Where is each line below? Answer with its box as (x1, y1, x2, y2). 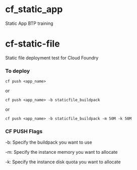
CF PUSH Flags (5, 128, 43, 135)
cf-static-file (5, 38, 60, 50)
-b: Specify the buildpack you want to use (5, 139, 92, 145)
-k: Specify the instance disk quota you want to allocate (5, 159, 121, 165)
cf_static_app (5, 4, 63, 15)
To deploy (5, 67, 30, 74)
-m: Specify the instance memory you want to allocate (5, 149, 118, 155)
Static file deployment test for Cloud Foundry (5, 55, 99, 61)
